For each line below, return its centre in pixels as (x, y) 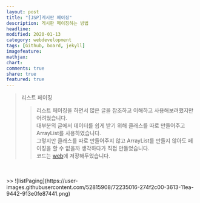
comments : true (25, 68)
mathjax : (17, 57)
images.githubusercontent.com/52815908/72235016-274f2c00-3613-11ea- (100, 187)
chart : (15, 62)
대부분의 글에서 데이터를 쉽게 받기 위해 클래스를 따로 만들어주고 (111, 125)
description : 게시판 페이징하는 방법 (48, 23)
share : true (21, 74)
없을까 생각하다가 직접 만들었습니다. (107, 148)
